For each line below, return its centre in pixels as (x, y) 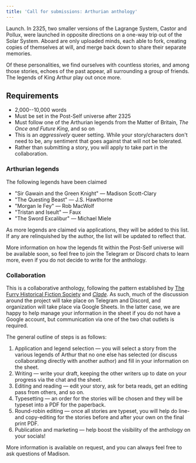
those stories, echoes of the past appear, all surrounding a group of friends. (98, 71)
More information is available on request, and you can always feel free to (94, 448)
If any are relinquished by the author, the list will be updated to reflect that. (96, 236)
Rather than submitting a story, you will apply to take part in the (91, 147)
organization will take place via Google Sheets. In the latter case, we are (93, 307)
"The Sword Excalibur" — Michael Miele (63, 218)
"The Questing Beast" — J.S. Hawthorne (64, 199)
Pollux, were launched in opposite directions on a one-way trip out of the (94, 34)
